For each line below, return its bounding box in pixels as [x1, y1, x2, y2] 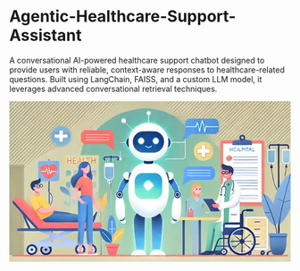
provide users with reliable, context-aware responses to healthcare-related [9, 64, 286, 75]
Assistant [9, 25, 82, 46]
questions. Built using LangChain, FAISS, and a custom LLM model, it [9, 73, 262, 84]
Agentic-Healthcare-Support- [9, 6, 237, 27]
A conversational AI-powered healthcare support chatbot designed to [9, 55, 265, 65]
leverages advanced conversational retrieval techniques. [9, 83, 218, 94]
